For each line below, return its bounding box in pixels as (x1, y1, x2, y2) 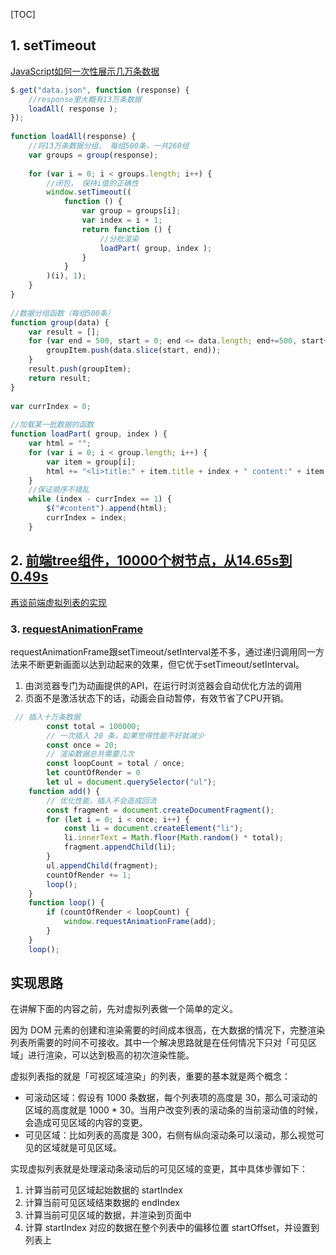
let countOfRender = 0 (46, 768, 141, 778)
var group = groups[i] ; (81, 206, 182, 216)
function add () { (28, 786, 101, 796)
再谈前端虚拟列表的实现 (10, 596, 107, 608)
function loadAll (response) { (10, 132, 137, 142)
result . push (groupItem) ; (28, 364, 132, 374)
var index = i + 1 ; (81, 215, 163, 226)
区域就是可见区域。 (42, 1142, 122, 1154)
